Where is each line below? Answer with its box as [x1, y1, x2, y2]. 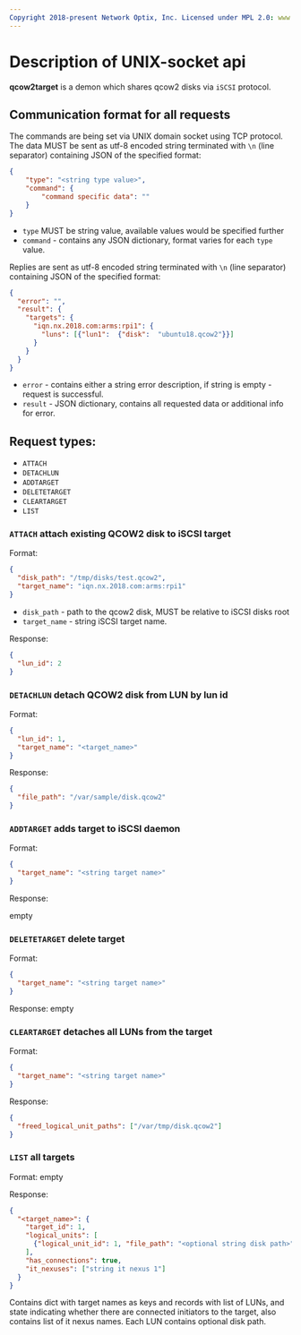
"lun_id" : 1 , [17, 734, 66, 743]
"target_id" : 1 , [25, 1223, 87, 1232]
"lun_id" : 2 [17, 659, 63, 668]
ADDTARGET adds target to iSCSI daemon [9, 822, 181, 834]
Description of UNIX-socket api [9, 51, 246, 72]
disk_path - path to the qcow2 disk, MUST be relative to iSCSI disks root [21, 606, 289, 617]
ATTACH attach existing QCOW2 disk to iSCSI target [9, 527, 231, 540]
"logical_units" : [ [25, 1231, 99, 1240]
